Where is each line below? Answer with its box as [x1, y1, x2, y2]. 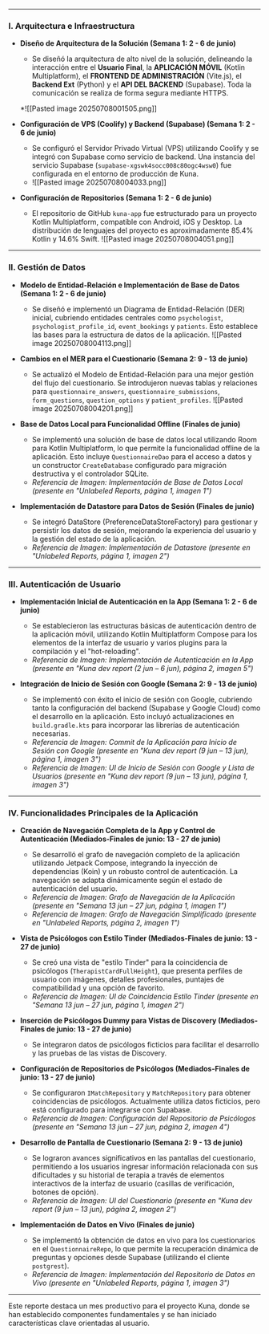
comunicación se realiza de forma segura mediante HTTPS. [31, 88, 229, 98]
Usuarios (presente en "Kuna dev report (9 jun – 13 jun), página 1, [31, 771, 248, 781]
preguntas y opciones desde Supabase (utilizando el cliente [31, 1253, 230, 1263]
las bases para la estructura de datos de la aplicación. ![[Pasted [31, 330, 243, 340]
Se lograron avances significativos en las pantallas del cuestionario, [31, 1153, 256, 1163]
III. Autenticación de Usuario [8, 579, 122, 590]
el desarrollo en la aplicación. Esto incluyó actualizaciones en [31, 711, 235, 721]
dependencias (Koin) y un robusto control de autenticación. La [31, 867, 239, 876]
